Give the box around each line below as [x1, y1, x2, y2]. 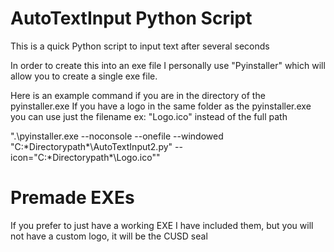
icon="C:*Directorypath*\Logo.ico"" [10, 151, 161, 163]
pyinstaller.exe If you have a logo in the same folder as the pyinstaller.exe [10, 100, 312, 112]
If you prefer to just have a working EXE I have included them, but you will [10, 219, 314, 231]
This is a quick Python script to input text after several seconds [10, 40, 270, 52]
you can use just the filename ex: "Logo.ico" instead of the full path [10, 110, 288, 122]
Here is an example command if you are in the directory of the [10, 89, 266, 101]
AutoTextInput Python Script [10, 7, 253, 30]
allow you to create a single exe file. [10, 70, 158, 82]
